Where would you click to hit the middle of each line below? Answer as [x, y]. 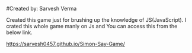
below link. [19, 32]
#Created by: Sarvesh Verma [41, 9]
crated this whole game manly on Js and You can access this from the [92, 26]
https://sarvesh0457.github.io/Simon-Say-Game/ [66, 44]
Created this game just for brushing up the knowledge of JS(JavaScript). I [96, 20]
